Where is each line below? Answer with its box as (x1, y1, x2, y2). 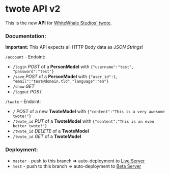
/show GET (12, 83, 35, 89)
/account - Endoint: (5, 54, 46, 60)
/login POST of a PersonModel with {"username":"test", (12, 64, 134, 70)
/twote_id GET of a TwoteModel (12, 133, 81, 140)
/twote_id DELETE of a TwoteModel (12, 128, 89, 134)
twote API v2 (5, 3, 61, 15)
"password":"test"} (12, 69, 54, 74)
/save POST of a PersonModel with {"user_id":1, (12, 74, 118, 80)
